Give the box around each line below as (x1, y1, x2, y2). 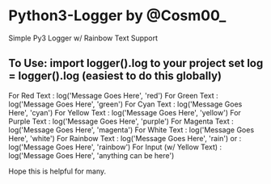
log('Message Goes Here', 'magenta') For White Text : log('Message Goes (8, 124, 255, 135)
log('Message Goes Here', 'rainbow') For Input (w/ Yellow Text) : (8, 142, 222, 152)
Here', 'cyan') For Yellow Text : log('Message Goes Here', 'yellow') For (8, 107, 241, 117)
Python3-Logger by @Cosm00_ (8, 6, 227, 25)
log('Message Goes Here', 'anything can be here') (8, 150, 175, 160)
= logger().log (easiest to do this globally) (8, 69, 222, 83)
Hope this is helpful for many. (8, 166, 107, 176)
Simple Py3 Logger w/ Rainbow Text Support (8, 33, 159, 43)
